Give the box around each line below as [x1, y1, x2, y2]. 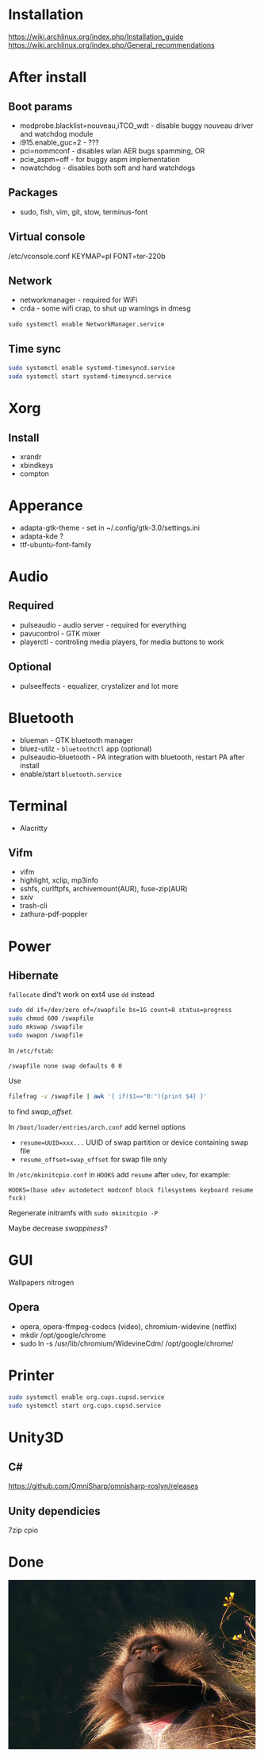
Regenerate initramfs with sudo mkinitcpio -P [8, 1207, 159, 1217]
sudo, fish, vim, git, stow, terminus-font [19, 207, 148, 216]
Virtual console [8, 230, 86, 244]
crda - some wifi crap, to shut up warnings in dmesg [19, 303, 192, 313]
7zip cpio [8, 1525, 38, 1535]
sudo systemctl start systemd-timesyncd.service [8, 373, 172, 381]
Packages [8, 186, 58, 199]
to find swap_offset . [8, 1107, 74, 1116]
